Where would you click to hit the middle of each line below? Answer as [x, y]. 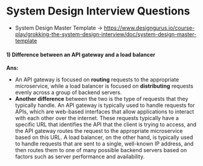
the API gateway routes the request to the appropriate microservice [99, 131]
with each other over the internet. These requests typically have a [97, 118]
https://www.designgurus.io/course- [149, 28]
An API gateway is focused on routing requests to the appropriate [97, 80]
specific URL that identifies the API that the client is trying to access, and [106, 124]
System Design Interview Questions [98, 11]
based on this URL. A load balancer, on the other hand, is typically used [104, 138]
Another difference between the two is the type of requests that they [101, 99]
